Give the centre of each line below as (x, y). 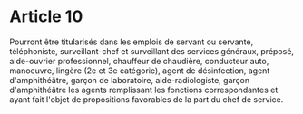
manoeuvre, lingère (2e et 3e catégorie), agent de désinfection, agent (140, 71)
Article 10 (46, 17)
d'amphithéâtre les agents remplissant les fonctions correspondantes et (144, 90)
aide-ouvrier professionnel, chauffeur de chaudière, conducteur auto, (139, 61)
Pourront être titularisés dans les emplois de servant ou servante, (132, 42)
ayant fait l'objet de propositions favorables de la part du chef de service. (147, 99)
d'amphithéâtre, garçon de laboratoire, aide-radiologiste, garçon (130, 80)
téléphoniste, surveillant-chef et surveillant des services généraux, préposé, (152, 51)
